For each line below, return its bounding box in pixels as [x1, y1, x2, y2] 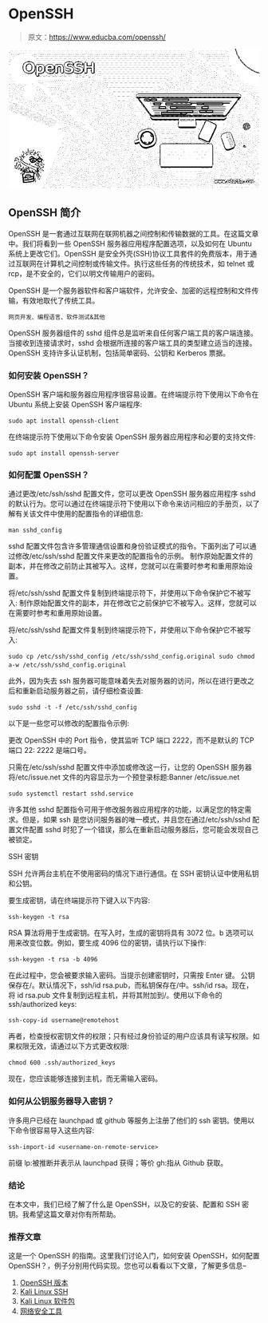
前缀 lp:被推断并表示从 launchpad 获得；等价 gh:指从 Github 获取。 [8, 1158, 228, 1167]
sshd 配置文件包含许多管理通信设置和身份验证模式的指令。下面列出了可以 [8, 541, 250, 551]
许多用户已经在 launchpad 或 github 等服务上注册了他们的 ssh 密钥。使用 [8, 1115, 248, 1125]
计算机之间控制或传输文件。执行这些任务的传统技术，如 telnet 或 [42, 259, 254, 268]
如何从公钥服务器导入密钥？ [8, 1095, 115, 1107]
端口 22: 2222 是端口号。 [8, 746, 92, 755]
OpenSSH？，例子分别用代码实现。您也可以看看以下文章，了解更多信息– [8, 1261, 247, 1270]
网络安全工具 [19, 1306, 62, 1316]
